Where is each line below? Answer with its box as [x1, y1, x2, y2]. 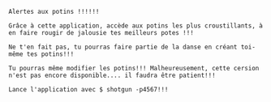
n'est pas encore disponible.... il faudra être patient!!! [8, 71, 217, 79]
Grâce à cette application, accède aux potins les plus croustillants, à [8, 22, 264, 30]
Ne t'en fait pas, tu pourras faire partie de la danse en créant [8, 43, 238, 51]
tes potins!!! [26, 50, 75, 58]
